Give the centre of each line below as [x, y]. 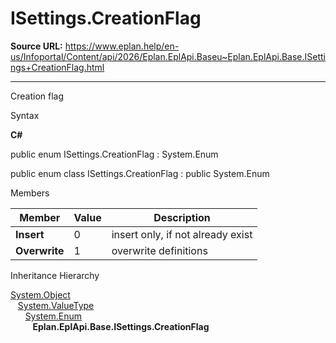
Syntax [25, 115]
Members [30, 193]
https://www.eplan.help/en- [122, 46]
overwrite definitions [159, 250]
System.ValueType [56, 305]
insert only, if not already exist [182, 234]
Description [182, 217]
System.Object [40, 294]
